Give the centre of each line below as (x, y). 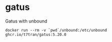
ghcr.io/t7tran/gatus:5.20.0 (36, 34)
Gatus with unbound (26, 21)
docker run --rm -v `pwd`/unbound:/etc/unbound (56, 30)
